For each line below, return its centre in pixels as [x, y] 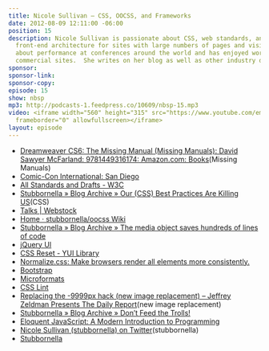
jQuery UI [36, 244]
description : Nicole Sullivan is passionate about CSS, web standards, [130, 38]
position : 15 [30, 31]
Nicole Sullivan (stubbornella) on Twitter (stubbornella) [109, 329]
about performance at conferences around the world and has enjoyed [132, 53]
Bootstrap [36, 270]
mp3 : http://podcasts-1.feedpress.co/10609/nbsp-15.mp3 [103, 105]
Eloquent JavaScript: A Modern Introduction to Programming [120, 321]
